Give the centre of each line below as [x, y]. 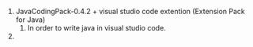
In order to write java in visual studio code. [96, 28]
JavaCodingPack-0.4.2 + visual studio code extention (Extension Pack [130, 11]
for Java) [30, 20]
